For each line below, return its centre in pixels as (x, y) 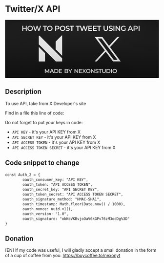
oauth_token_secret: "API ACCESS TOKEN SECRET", (73, 194)
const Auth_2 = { (23, 175)
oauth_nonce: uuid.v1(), (48, 209)
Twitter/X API (33, 9)
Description (23, 92)
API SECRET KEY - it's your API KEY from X (54, 137)
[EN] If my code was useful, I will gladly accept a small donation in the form (81, 250)
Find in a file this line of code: (35, 113)
